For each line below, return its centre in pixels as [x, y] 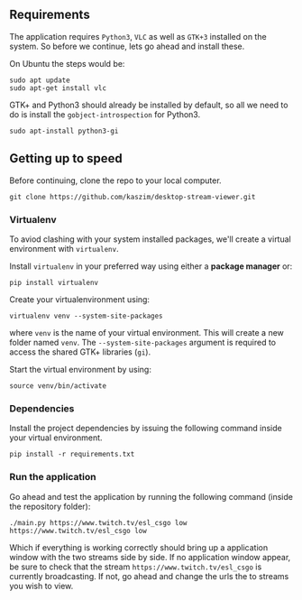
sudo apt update [40, 80]
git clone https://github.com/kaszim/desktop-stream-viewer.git [133, 197]
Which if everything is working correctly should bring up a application [139, 547]
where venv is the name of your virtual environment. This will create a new [146, 332]
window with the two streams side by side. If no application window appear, [150, 557]
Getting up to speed [66, 158]
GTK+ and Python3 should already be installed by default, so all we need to [149, 105]
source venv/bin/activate [58, 386]
